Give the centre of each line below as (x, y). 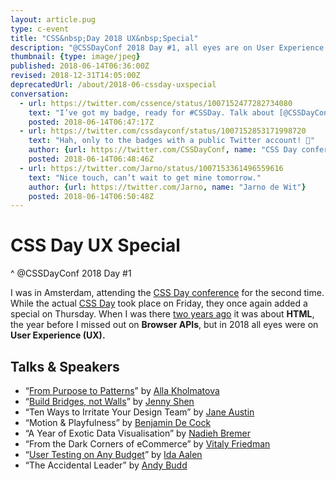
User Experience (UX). (58, 335)
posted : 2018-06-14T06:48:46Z (91, 159)
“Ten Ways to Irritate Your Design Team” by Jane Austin (139, 412)
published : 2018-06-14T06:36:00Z (80, 66)
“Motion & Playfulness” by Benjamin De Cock (118, 422)
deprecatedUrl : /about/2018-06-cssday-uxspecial (113, 85)
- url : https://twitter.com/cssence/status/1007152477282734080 (156, 103)
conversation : (40, 94)
